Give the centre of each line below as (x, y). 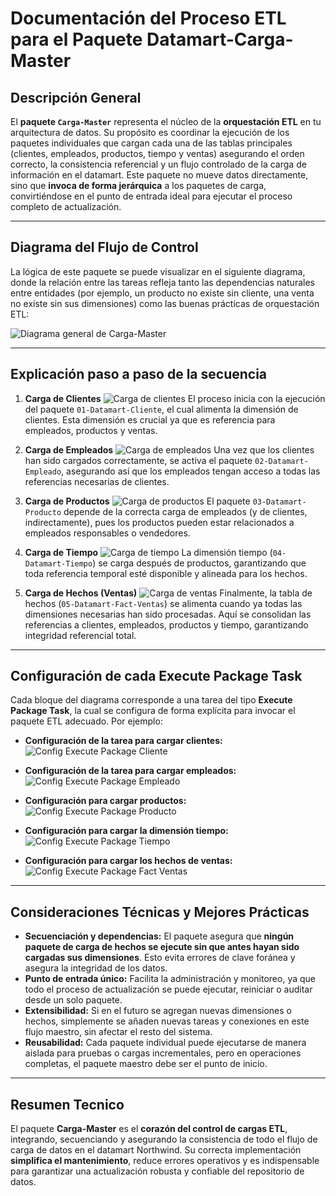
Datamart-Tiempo (58, 563)
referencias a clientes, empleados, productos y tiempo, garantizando (166, 624)
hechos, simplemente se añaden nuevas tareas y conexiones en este (167, 1021)
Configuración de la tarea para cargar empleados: (130, 771)
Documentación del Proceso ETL (148, 18)
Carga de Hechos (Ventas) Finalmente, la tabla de (168, 593)
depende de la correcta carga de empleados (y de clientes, (185, 511)
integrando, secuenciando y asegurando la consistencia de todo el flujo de (164, 1139)
